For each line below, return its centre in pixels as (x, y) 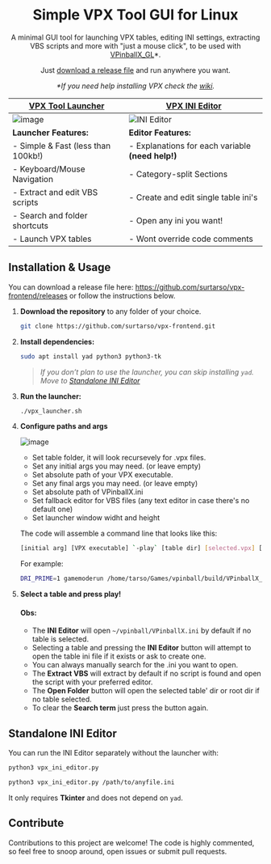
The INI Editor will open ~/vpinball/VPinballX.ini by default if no (142, 631)
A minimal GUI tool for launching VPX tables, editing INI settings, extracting (135, 37)
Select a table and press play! (71, 594)
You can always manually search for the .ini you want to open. (135, 665)
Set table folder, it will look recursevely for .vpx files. (119, 458)
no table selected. (62, 699)
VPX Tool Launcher (67, 105)
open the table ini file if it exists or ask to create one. (119, 656)
